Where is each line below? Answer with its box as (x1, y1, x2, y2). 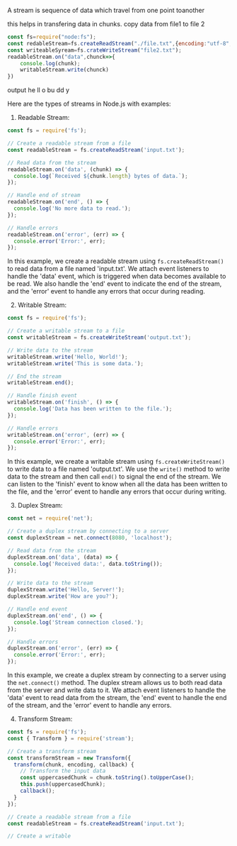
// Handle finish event (7, 392, 78, 399)
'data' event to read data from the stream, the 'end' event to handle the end (7, 694, 227, 701)
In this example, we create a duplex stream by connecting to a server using (7, 671, 226, 679)
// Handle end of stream (7, 191, 81, 199)
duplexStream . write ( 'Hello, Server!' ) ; (7, 586, 125, 594)
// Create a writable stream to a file (7, 328, 125, 335)
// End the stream (7, 372, 62, 380)
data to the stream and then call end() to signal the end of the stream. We (7, 472, 221, 481)
